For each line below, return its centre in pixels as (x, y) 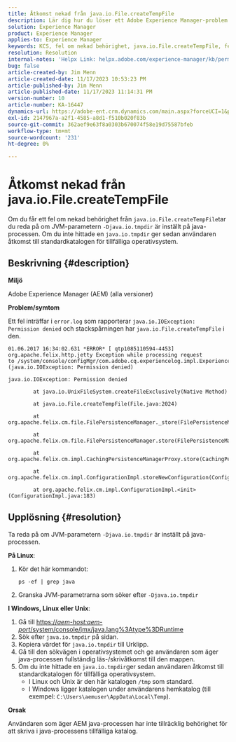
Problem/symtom (34, 307)
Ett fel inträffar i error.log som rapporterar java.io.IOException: (102, 321)
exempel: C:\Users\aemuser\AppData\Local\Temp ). (99, 696)
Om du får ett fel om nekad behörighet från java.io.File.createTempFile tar (117, 219)
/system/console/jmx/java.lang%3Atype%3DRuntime (107, 629)
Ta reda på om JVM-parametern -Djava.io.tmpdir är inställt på (99, 534)
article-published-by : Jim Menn (55, 85)
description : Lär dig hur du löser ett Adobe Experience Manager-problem (118, 20)
